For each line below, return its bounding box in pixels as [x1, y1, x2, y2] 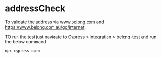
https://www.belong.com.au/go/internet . [5, 24, 86, 30]
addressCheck [5, 3, 66, 14]
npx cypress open [5, 48, 40, 53]
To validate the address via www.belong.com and [5, 19, 104, 25]
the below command [5, 39, 46, 44]
